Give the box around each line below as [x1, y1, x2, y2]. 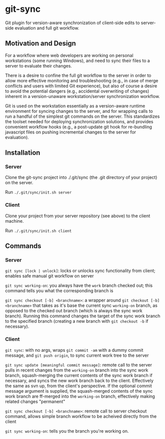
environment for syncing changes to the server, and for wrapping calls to [5, 108, 153, 114]
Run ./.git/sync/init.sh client [5, 228, 72, 234]
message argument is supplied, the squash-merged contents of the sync [5, 388, 153, 394]
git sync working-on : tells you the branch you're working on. [5, 428, 129, 434]
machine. [5, 218, 24, 224]
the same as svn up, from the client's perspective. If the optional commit [5, 383, 152, 389]
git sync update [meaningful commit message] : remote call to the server [5, 362, 152, 368]
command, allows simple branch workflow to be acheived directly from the [5, 413, 157, 419]
